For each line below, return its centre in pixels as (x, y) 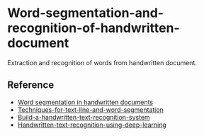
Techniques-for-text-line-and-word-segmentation (91, 109)
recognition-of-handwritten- (93, 28)
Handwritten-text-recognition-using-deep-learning (92, 125)
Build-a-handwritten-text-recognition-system (84, 117)
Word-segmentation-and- (86, 13)
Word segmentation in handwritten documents (85, 102)
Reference (31, 85)
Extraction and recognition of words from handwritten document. (102, 62)
